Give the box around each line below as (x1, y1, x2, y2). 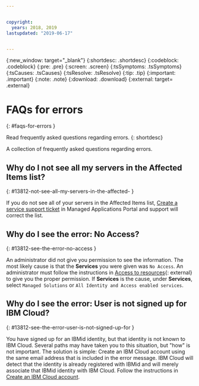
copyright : (6, 19, 33, 25)
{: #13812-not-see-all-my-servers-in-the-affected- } (6, 188, 134, 195)
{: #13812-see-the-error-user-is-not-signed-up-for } (6, 324, 135, 331)
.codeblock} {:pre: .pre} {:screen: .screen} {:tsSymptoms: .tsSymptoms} (6, 63, 182, 70)
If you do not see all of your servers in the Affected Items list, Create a (6, 200, 178, 207)
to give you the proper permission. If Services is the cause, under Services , (6, 275, 193, 282)
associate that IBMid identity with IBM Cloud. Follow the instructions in (6, 366, 178, 374)
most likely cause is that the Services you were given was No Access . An (6, 262, 184, 270)
